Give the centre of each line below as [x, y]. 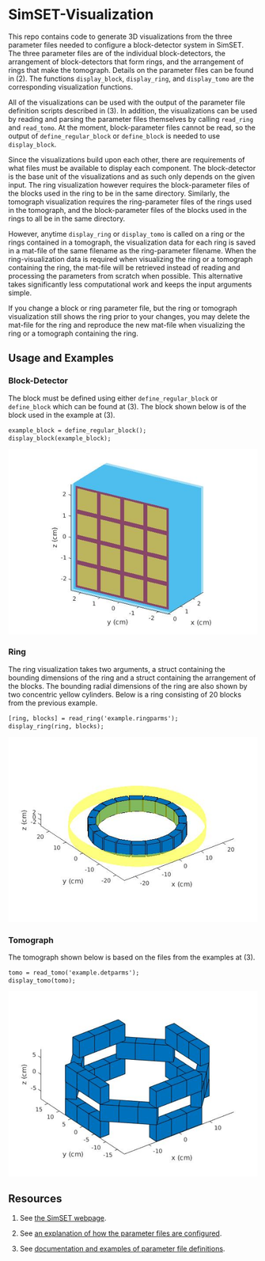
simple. [20, 292]
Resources [35, 1199]
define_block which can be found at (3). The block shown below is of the [127, 406]
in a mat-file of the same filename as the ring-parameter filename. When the [132, 250]
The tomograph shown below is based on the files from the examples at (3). [132, 957]
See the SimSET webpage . [63, 1217]
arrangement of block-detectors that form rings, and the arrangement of [126, 62]
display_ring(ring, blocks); [56, 726]
